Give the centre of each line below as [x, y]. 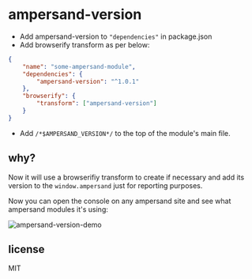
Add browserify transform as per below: [85, 44]
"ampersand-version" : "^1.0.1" [88, 81]
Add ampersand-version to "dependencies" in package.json [116, 36]
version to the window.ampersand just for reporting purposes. [105, 185]
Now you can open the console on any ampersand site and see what [120, 201]
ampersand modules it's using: [58, 209]
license [26, 249]
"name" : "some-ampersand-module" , [79, 66]
